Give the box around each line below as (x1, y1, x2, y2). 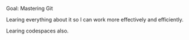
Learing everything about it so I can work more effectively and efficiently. (6, 16, 184, 23)
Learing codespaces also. (6, 27, 69, 34)
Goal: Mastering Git (6, 5, 53, 12)
